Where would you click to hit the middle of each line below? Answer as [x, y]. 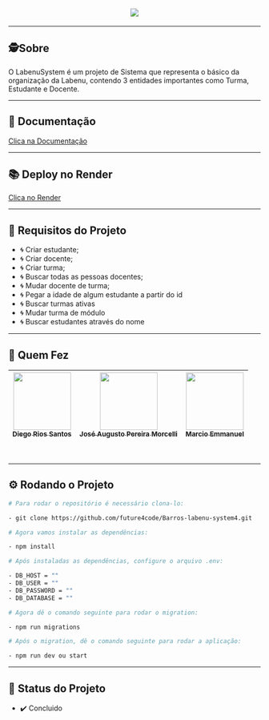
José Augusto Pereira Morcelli [128, 434]
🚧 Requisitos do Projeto [67, 230]
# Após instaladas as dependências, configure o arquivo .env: [116, 561]
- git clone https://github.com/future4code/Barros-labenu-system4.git [130, 518]
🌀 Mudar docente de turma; [65, 286]
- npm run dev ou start [48, 656]
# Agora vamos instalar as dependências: [78, 533]
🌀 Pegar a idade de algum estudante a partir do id [101, 295]
